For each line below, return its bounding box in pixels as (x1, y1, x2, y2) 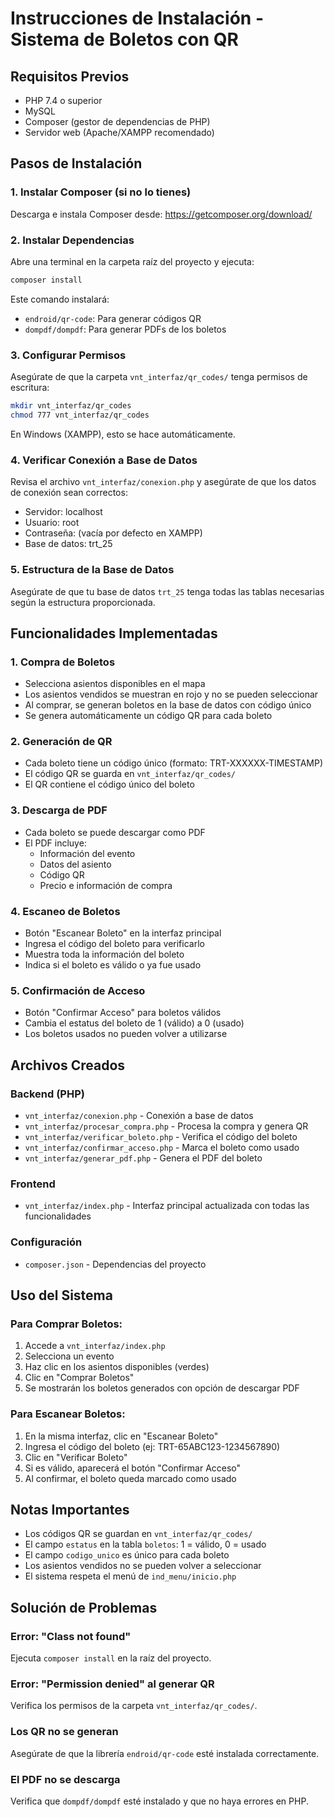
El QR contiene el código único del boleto (24, 778, 195, 791)
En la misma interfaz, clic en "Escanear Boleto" (24, 1430, 219, 1442)
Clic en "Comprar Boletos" (24, 1372, 135, 1384)
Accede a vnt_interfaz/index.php (24, 1340, 166, 1352)
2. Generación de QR (10, 735, 113, 749)
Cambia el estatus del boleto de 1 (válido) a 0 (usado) (24, 1017, 245, 1029)
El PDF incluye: (24, 837, 87, 849)
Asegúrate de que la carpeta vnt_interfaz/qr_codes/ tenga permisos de (10, 371, 308, 383)
